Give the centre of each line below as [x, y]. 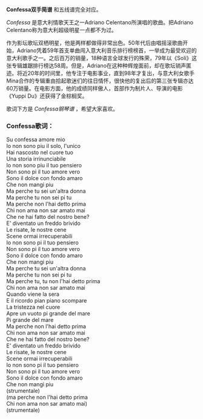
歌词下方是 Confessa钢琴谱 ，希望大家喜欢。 [62, 109]
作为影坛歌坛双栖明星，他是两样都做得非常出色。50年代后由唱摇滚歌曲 [95, 43]
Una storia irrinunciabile [36, 159]
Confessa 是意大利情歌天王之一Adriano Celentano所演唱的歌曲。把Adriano [100, 22]
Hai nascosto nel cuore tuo [40, 153]
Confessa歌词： [30, 126]
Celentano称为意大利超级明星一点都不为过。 [62, 30]
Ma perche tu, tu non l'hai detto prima [53, 281]
